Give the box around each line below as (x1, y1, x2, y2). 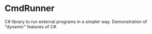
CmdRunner (4, 3, 55, 14)
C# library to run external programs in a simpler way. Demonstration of (4, 19, 148, 24)
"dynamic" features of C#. (4, 23, 57, 29)
